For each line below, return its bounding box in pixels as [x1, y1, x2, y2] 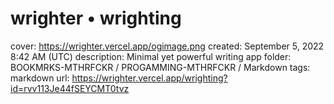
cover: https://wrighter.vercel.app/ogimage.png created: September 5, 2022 [10, 40, 325, 52]
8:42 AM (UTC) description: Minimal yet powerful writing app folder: [10, 50, 292, 62]
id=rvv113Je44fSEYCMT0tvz [10, 82, 130, 94]
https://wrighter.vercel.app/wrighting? [71, 72, 228, 84]
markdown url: [10, 72, 70, 84]
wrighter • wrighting [10, 7, 182, 30]
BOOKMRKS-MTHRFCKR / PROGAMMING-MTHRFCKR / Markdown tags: [10, 61, 311, 73]
